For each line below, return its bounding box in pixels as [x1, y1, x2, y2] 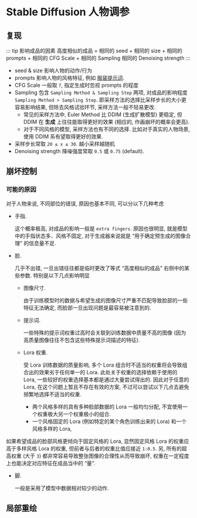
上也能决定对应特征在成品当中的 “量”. [6, 459, 96, 466]
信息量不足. [28, 239, 56, 246]
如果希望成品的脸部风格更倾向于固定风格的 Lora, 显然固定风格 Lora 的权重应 [6, 438, 189, 445]
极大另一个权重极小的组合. [47, 410, 111, 417]
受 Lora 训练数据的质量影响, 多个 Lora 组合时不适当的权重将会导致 [23, 361, 183, 368]
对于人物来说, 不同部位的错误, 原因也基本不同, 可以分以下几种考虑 [6, 200, 164, 207]
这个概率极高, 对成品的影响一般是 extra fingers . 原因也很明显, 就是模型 [14, 225, 188, 232]
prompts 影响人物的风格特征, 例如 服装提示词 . [14, 75, 125, 81]
